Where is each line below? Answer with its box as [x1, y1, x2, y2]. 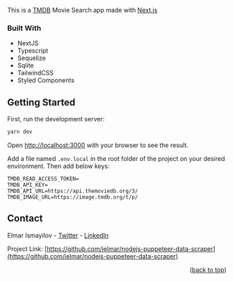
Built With [7, 23, 42, 33]
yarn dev [7, 128, 33, 135]
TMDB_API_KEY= [7, 181, 49, 188]
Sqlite [17, 61, 34, 70]
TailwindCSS [17, 69, 54, 77]
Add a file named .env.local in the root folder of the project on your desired [7, 154, 225, 162]
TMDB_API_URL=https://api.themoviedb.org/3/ [7, 188, 138, 195]
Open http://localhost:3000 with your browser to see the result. [7, 141, 189, 149]
